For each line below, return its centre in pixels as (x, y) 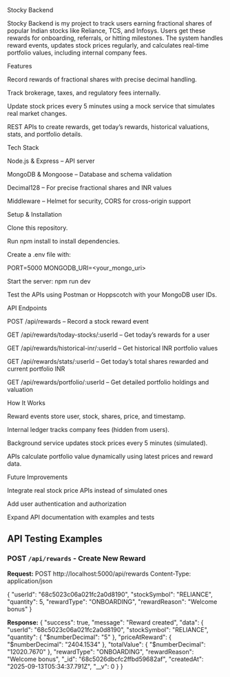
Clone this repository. (38, 228)
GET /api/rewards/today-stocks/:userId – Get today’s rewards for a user (108, 335)
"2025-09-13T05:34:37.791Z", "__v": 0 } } (65, 666)
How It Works (27, 403)
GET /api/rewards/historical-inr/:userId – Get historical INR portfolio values (113, 348)
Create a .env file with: (39, 254)
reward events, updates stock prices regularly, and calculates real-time (108, 45)
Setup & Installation (34, 214)
